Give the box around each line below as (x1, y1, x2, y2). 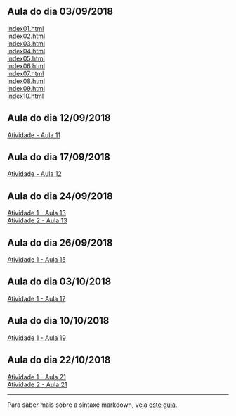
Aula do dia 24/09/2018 (7, 190, 114, 202)
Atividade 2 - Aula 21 (7, 380, 67, 389)
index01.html (7, 24, 44, 32)
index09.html (7, 84, 46, 92)
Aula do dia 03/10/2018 (7, 276, 112, 288)
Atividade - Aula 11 (7, 130, 61, 139)
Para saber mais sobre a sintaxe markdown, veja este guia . (7, 401, 178, 409)
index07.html (7, 69, 44, 77)
